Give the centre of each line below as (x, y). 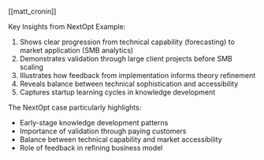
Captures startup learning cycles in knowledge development (117, 92)
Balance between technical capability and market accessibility (121, 140)
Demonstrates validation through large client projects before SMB (126, 59)
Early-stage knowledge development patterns (94, 123)
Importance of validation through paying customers (103, 131)
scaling (31, 67)
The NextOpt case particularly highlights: (75, 107)
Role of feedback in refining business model (91, 148)
